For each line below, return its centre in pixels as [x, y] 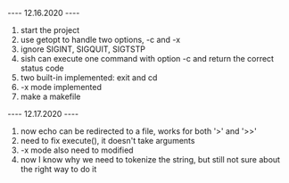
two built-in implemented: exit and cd [89, 78]
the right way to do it [58, 169]
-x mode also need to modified [77, 150]
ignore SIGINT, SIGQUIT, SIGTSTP [83, 49]
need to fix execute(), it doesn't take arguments [107, 141]
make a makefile [50, 96]
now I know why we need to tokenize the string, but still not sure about [150, 159]
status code [42, 68]
